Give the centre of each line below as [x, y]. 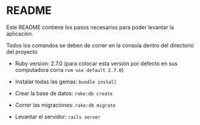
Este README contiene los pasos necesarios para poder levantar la [90, 27]
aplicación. [20, 33]
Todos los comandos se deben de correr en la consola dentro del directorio [100, 45]
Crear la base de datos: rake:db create [64, 93]
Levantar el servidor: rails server [58, 117]
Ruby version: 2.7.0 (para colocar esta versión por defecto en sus [96, 63]
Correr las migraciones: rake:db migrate [65, 105]
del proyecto [22, 51]
